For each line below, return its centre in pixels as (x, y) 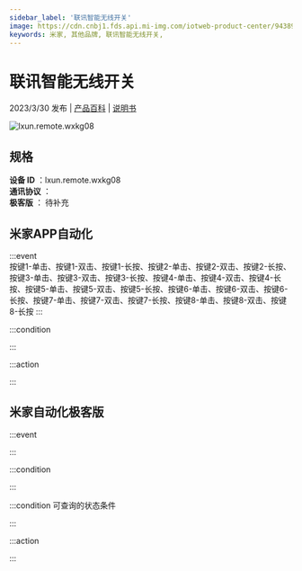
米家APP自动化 (51, 233)
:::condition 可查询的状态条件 (63, 505)
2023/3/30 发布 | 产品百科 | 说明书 (73, 108)
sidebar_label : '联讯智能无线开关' (71, 18)
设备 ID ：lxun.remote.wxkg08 (65, 180)
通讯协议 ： (30, 192)
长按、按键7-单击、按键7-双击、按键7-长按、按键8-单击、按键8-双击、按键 (148, 300)
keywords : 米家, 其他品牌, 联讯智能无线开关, (86, 34)
